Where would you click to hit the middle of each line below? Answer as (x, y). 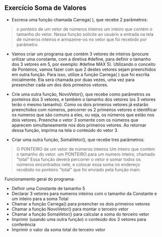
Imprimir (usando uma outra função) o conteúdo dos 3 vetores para (79, 219)
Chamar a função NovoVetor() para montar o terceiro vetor (70, 209)
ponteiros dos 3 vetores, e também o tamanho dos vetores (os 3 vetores (83, 99)
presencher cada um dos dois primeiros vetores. (60, 85)
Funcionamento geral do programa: (40, 179)
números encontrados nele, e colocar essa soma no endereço (78, 164)
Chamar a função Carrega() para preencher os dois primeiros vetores (81, 204)
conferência (23, 224)
